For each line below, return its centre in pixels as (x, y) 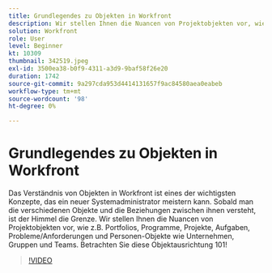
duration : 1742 (34, 76)
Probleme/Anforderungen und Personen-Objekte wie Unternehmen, (121, 237)
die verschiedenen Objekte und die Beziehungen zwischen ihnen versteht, (132, 211)
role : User (27, 38)
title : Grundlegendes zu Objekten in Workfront (90, 16)
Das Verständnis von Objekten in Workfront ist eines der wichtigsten (122, 193)
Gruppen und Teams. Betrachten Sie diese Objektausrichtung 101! (118, 245)
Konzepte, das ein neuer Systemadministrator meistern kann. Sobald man (131, 202)
